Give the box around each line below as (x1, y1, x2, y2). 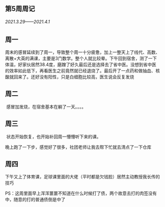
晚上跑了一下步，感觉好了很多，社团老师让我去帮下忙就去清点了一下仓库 (5, 144, 151, 150)
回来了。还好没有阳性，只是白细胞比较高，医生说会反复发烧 (13, 74, 134, 80)
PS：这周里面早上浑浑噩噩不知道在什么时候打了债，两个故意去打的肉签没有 (5, 190, 157, 196)
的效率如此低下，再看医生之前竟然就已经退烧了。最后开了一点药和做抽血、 (5, 68, 156, 74)
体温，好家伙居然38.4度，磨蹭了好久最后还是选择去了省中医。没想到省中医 (5, 62, 157, 68)
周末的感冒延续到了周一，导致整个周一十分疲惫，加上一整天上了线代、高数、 (5, 49, 160, 55)
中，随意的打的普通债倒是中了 (5, 197, 65, 203)
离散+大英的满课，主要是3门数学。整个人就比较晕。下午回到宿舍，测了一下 (5, 56, 157, 62)
